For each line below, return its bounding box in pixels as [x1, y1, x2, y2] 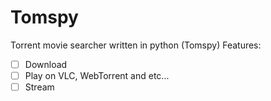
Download [24, 58, 68, 70]
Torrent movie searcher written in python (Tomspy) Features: [10, 39, 262, 51]
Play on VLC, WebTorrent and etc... [24, 70, 170, 81]
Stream [24, 81, 55, 93]
